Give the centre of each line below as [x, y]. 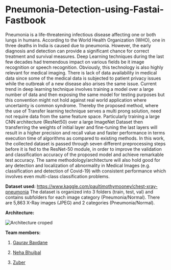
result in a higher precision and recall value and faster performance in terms [85, 132]
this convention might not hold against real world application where [76, 100]
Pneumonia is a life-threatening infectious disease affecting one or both [81, 34]
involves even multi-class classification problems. [57, 176]
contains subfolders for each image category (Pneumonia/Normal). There [82, 197]
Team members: [23, 233]
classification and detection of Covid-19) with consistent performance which [86, 171]
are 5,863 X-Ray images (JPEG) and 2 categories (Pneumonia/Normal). [80, 202]
